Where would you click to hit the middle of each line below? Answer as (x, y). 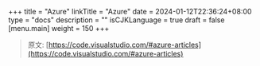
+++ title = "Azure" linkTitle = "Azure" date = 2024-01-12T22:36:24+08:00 (130, 12)
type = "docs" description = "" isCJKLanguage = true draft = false (116, 20)
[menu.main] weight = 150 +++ (59, 28)
